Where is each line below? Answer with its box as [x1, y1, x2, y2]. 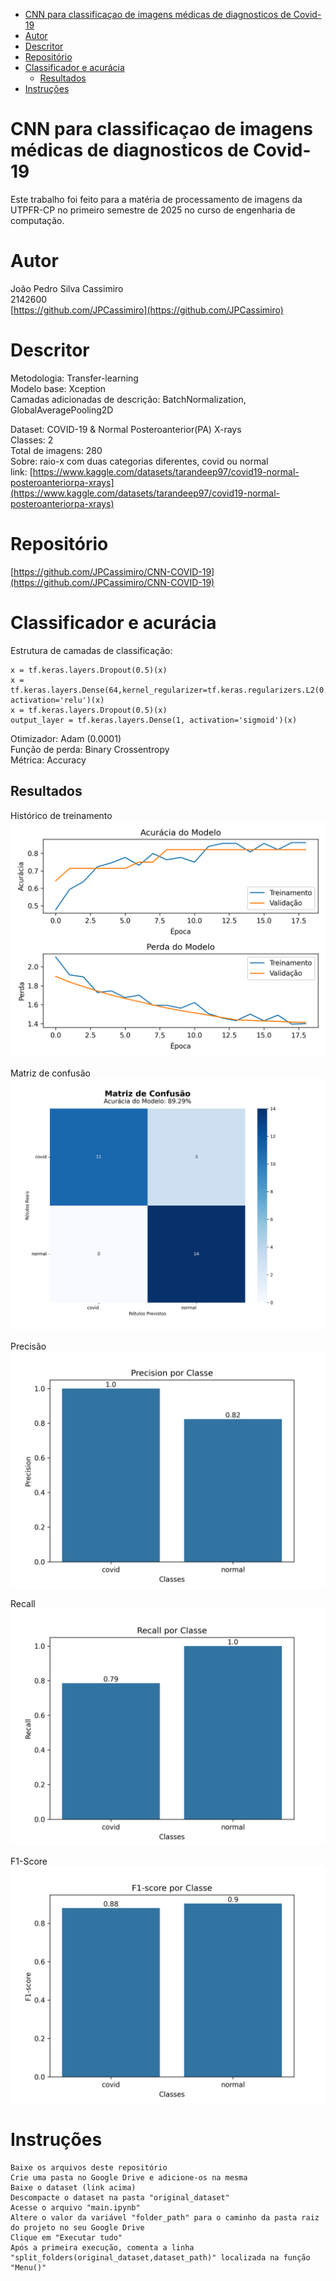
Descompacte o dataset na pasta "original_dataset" [10, 2192, 230, 2203]
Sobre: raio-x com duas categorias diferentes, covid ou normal [10, 455, 269, 467]
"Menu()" [10, 2262, 47, 2273]
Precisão [10, 1340, 47, 1352]
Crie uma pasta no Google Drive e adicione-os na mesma [10, 2172, 248, 2183]
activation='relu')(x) [10, 695, 105, 705]
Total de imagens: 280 [10, 444, 103, 456]
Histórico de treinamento [10, 809, 113, 821]
